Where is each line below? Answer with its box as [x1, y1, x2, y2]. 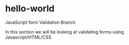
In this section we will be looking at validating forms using [5, 29, 124, 35]
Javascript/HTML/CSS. [5, 34, 52, 40]
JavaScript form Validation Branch [5, 19, 76, 25]
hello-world [5, 3, 55, 14]
